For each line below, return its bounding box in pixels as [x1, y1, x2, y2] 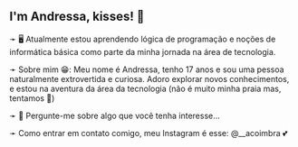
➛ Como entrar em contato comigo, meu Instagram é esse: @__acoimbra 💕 [9, 127, 288, 138]
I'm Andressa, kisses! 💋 [9, 9, 145, 24]
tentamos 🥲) [9, 92, 55, 104]
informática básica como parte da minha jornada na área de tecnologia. [9, 46, 276, 57]
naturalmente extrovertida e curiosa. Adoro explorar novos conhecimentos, [9, 73, 290, 84]
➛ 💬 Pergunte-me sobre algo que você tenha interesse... [9, 110, 220, 121]
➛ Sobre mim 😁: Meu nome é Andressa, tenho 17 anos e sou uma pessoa [9, 64, 284, 75]
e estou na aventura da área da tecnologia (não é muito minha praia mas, [9, 83, 282, 94]
